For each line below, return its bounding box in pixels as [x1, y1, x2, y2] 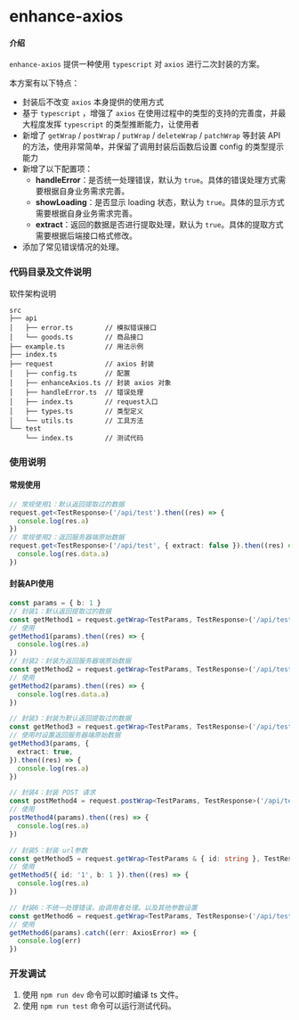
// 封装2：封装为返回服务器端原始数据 [9, 657, 132, 666]
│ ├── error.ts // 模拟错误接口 [9, 323, 158, 332]
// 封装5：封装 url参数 [9, 845, 88, 855]
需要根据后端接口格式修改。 [35, 230, 138, 242]
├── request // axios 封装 [9, 359, 155, 368]
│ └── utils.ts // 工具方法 [9, 416, 144, 425]
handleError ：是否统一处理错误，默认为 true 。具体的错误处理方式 [35, 175, 279, 185]
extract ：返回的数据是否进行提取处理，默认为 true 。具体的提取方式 [35, 219, 284, 230]
